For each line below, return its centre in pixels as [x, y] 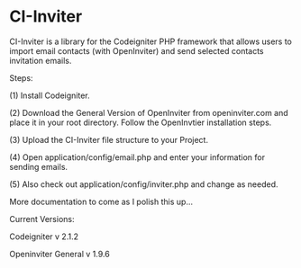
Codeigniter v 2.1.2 [44, 237]
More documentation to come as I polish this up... [101, 201]
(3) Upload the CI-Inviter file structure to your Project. [109, 139]
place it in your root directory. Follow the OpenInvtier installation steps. [141, 122]
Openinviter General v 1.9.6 [59, 254]
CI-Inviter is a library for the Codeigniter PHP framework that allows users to [151, 41]
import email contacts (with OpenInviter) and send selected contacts [137, 50]
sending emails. [39, 166]
